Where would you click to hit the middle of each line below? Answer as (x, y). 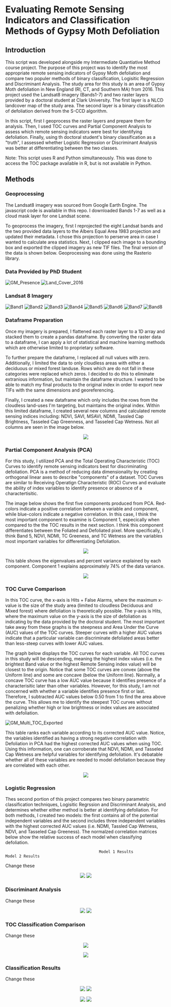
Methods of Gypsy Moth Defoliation (82, 31)
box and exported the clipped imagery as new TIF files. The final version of (84, 247)
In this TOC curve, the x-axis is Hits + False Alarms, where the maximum (81, 600)
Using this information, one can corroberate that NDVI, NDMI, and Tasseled (84, 749)
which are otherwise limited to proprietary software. (60, 348)
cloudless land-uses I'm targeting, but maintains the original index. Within (82, 405)
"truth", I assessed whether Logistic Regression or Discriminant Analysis (81, 142)
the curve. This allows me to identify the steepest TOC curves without (79, 702)
